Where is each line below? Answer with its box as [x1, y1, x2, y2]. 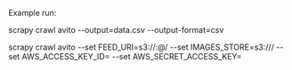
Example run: [8, 8, 57, 18]
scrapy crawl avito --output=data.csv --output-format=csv [8, 25, 224, 35]
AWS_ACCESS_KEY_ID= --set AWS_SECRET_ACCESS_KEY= [21, 51, 242, 61]
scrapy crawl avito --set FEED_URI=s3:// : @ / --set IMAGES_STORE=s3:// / [8, 42, 275, 52]
